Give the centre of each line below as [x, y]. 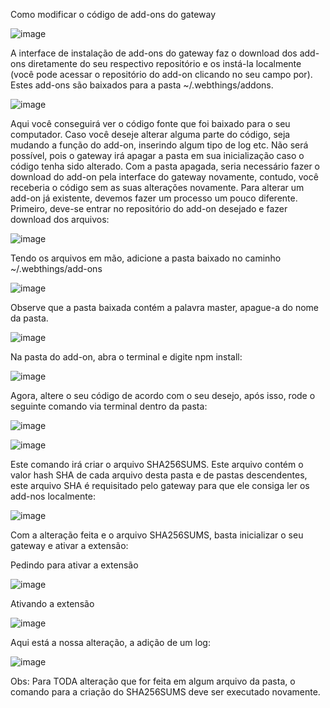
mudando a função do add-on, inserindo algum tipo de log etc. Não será [159, 145]
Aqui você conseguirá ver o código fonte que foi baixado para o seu [150, 123]
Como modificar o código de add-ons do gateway [113, 14]
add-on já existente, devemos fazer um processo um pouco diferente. [154, 198]
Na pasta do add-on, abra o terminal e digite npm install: [126, 357]
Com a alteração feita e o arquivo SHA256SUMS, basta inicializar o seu [157, 535]
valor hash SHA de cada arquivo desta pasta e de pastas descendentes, [159, 475]
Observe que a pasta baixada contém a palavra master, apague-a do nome [165, 307]
